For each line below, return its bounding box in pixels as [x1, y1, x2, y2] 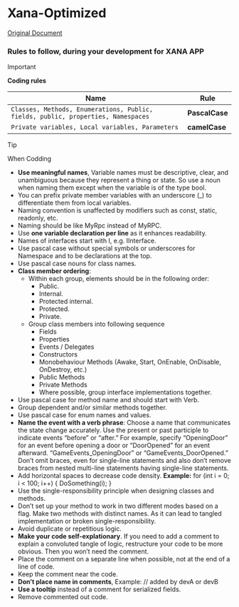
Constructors [38, 350, 78, 359]
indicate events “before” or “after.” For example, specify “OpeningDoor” [17, 434, 228, 442]
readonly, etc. [17, 214, 58, 223]
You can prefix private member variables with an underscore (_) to [17, 191, 212, 200]
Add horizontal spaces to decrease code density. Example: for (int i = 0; [17, 471, 230, 480]
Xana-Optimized [7, 5, 107, 21]
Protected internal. [38, 297, 94, 306]
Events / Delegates [38, 342, 95, 351]
